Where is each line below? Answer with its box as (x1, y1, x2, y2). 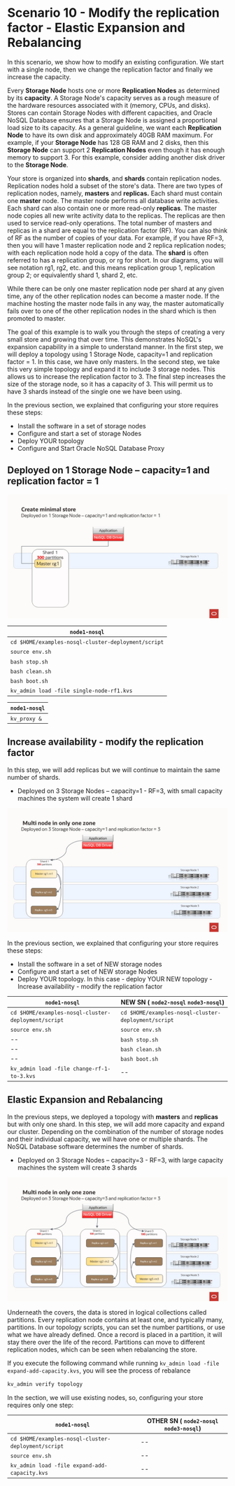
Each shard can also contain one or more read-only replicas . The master (7, 204, 218, 212)
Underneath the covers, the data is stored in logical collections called (7, 1308, 207, 1317)
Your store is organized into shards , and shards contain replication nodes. (7, 174, 222, 183)
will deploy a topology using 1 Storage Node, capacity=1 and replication (7, 350, 213, 358)
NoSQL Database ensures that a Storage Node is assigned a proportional (7, 115, 218, 124)
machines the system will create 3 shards (17, 1163, 138, 1172)
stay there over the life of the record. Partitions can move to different (7, 1338, 205, 1347)
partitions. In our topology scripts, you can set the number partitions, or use (7, 1323, 226, 1331)
